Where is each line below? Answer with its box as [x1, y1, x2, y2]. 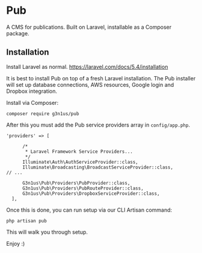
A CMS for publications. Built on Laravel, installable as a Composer [6, 23, 172, 31]
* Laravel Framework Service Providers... [25, 148, 133, 155]
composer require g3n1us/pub [6, 110, 79, 117]
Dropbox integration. [6, 88, 57, 95]
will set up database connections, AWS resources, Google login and [6, 81, 174, 88]
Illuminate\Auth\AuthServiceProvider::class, [22, 159, 138, 165]
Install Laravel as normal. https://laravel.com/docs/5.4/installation [6, 63, 168, 70]
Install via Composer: [6, 99, 59, 106]
